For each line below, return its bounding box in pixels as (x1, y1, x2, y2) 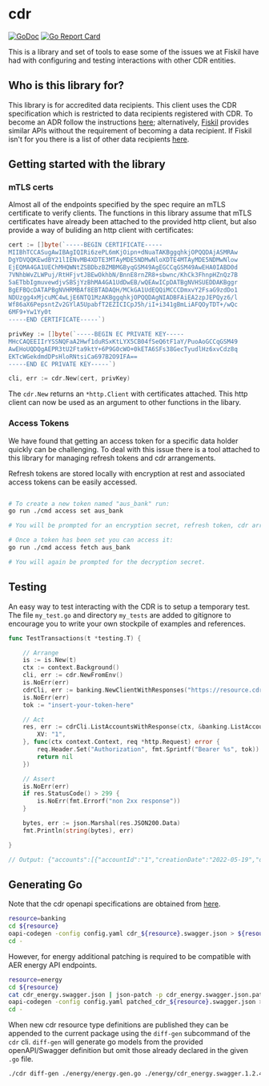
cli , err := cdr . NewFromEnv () (22, 672, 124, 680)
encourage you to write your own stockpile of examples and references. (8, 619, 246, 628)
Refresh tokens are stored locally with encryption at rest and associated (8, 468, 246, 478)
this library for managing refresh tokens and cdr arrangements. (8, 453, 216, 463)
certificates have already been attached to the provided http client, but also (8, 217, 257, 227)
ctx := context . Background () (22, 663, 120, 672)
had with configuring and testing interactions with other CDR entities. (8, 55, 236, 65)
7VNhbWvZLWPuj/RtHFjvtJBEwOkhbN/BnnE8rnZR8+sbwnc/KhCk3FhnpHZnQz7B (8, 271, 239, 279)
